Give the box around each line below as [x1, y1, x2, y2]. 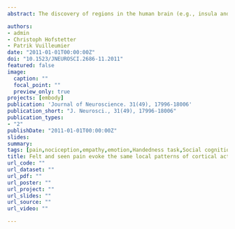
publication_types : [7, 114, 64, 121]
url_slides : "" [7, 192, 52, 200]
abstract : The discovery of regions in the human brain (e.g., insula [7, 10, 218, 18]
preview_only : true [13, 88, 71, 95]
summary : [7, 140, 33, 147]
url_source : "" [7, 199, 52, 206]
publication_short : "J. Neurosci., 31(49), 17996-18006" [7, 108, 177, 115]
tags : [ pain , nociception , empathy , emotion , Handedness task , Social [7, 146, 201, 154]
